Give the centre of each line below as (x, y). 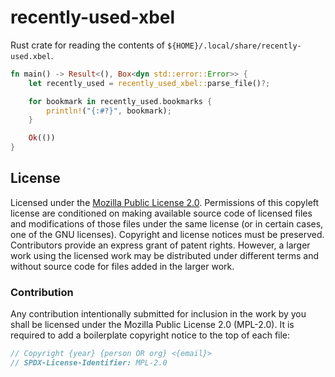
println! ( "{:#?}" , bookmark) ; (109, 111)
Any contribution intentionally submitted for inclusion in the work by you (158, 314)
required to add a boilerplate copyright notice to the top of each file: (150, 335)
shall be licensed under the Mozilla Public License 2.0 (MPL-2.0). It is (152, 325)
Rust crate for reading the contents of (88, 45)
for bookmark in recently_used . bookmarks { (120, 101)
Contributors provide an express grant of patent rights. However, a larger (160, 245)
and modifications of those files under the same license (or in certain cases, (167, 223)
